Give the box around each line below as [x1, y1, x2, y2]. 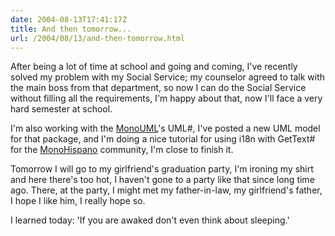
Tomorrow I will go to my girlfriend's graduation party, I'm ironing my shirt [10, 163, 314, 175]
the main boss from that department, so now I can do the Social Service [10, 82, 307, 94]
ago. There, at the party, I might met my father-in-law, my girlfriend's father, [10, 184, 323, 196]
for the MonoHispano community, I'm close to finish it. [10, 144, 234, 156]
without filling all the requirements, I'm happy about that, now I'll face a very [10, 92, 323, 105]
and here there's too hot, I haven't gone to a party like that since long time [10, 174, 315, 186]
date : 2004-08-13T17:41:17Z [10, 14, 128, 25]
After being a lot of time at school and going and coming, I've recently [10, 61, 298, 73]
